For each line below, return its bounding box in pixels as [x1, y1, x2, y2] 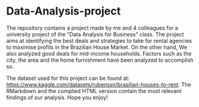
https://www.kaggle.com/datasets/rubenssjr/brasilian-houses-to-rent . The [6, 80, 191, 88]
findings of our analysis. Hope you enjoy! [6, 94, 109, 101]
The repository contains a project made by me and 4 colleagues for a [6, 24, 178, 31]
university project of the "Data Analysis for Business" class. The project [6, 30, 184, 37]
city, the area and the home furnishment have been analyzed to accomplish [6, 56, 194, 63]
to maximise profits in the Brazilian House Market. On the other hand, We [6, 44, 188, 51]
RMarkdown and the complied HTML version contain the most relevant [6, 87, 182, 94]
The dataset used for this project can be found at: [6, 74, 130, 82]
